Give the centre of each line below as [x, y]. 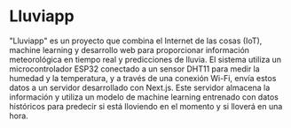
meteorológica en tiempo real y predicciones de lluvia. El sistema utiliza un [145, 59]
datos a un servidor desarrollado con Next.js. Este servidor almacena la [140, 87]
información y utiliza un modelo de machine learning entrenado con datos [144, 97]
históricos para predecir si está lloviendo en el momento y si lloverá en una [146, 106]
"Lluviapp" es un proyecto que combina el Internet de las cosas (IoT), [136, 41]
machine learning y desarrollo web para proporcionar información [130, 49]
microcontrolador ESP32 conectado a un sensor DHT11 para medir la [134, 69]
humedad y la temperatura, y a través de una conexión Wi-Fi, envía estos [143, 78]
